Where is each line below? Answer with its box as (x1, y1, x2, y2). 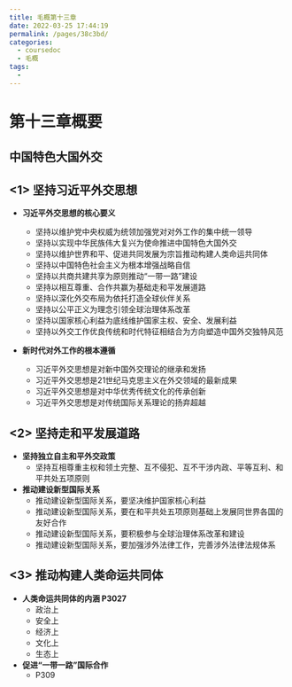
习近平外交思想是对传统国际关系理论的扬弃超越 (35, 397, 206, 408)
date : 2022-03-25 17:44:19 (9, 21, 109, 30)
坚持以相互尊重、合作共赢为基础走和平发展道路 (35, 282, 206, 293)
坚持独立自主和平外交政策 (21, 450, 116, 461)
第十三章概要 (9, 112, 104, 131)
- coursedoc (17, 46, 62, 55)
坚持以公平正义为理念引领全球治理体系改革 (35, 304, 191, 315)
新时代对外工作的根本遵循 (21, 345, 116, 355)
